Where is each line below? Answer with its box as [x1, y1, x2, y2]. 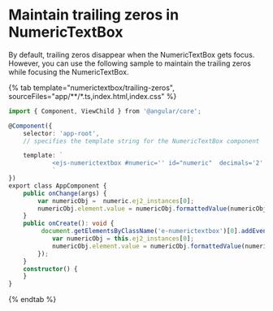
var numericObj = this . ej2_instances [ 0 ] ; [51, 235, 195, 243]
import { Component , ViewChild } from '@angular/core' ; [8, 107, 201, 115]
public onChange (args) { [23, 189, 107, 197]
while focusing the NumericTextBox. [8, 67, 129, 76]
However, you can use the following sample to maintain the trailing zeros [8, 58, 252, 68]
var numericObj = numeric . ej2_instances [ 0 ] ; [37, 197, 195, 205]
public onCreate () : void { [23, 219, 115, 228]
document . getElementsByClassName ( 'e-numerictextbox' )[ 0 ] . [41, 227, 242, 235]
